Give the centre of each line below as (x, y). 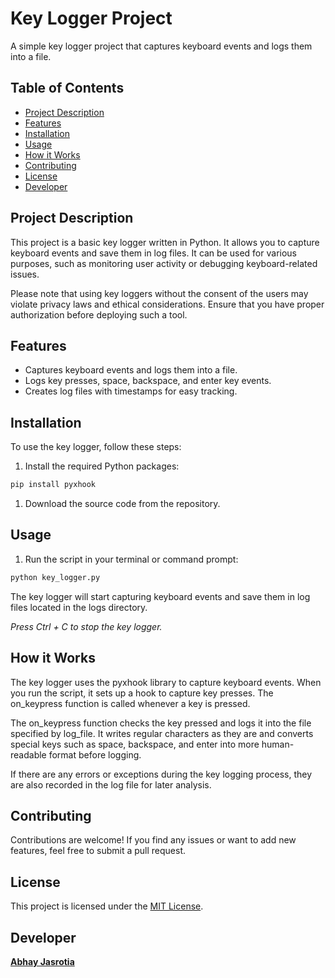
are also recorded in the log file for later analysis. (111, 784)
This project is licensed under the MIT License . (107, 906)
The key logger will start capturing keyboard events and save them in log (160, 596)
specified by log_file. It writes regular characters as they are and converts (162, 733)
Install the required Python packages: (102, 466)
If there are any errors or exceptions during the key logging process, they (161, 774)
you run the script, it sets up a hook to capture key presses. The (142, 693)
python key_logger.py (55, 577)
